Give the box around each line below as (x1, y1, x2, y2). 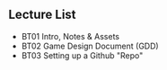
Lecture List (8, 7, 77, 22)
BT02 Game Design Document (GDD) (21, 40, 159, 51)
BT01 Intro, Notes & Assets (21, 31, 120, 41)
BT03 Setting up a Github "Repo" (21, 49, 144, 61)
